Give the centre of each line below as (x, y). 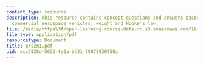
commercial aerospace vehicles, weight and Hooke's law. (85, 23)
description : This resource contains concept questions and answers (95, 18)
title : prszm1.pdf (29, 46)
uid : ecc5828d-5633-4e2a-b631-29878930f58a (62, 52)
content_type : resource (36, 12)
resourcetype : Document (36, 40)
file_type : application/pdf (42, 35)
